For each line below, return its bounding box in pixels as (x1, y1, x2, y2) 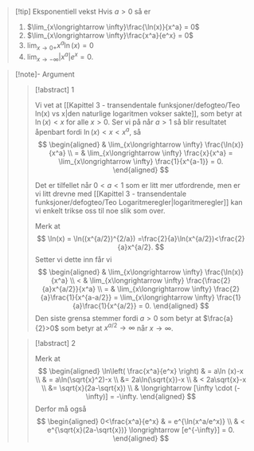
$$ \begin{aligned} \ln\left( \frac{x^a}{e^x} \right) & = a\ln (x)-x (37, 367, 244, 376)
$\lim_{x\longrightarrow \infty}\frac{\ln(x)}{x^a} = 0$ (26, 22, 200, 31)
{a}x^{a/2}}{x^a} (41, 284, 96, 293)
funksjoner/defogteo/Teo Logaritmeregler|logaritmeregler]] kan (34, 197, 244, 206)
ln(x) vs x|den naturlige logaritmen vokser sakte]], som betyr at (34, 108, 242, 118)
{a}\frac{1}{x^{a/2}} (72, 300, 137, 310)
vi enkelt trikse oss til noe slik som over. (34, 206, 166, 215)
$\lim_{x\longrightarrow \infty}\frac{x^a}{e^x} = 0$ (26, 31, 194, 40)
